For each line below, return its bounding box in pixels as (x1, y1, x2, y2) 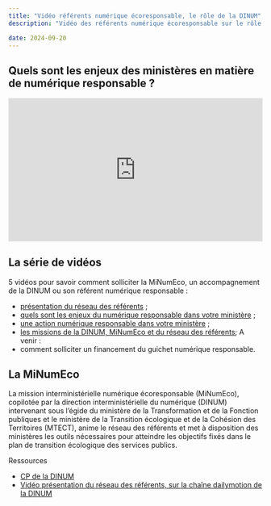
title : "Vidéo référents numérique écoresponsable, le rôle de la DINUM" (8, 11, 262, 20)
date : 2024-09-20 (8, 34, 67, 42)
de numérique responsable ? (8, 76, 156, 90)
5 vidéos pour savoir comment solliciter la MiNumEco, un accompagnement (8, 277, 261, 286)
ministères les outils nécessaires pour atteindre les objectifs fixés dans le (8, 432, 252, 441)
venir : (19, 336, 42, 345)
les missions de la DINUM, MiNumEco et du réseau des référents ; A (19, 327, 244, 337)
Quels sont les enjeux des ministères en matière (8, 64, 255, 77)
